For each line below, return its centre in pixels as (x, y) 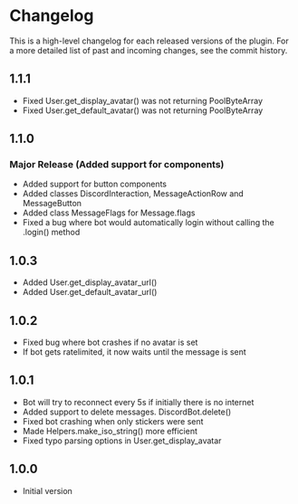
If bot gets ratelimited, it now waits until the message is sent (134, 352)
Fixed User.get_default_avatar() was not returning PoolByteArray (143, 110)
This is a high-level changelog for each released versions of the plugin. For (149, 41)
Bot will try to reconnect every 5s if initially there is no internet (138, 402)
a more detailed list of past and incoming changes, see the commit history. (149, 50)
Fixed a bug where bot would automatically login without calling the (148, 223)
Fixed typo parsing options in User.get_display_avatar (122, 441)
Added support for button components (95, 184)
